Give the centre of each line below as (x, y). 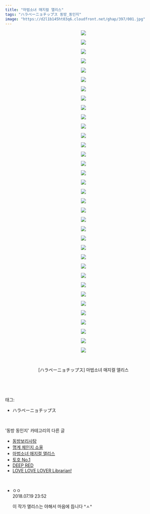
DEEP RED (23, 465)
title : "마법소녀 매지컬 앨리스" (35, 10)
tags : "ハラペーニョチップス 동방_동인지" (43, 14)
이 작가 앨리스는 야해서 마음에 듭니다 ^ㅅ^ (52, 507)
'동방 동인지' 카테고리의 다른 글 (35, 430)
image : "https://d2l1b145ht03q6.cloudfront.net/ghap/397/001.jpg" (75, 19)
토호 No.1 (21, 460)
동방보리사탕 (25, 441)
